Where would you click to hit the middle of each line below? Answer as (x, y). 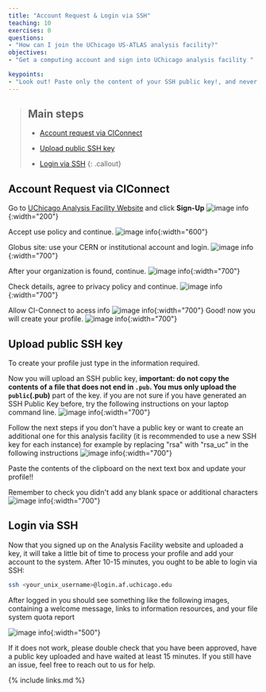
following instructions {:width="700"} (91, 453)
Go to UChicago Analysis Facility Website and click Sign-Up (106, 208)
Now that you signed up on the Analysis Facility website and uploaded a (126, 545)
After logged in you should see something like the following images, (119, 600)
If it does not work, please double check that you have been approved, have (133, 647)
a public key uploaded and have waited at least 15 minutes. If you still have (130, 656)
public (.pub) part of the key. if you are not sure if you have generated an (127, 395)
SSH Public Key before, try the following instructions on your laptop (118, 404)
